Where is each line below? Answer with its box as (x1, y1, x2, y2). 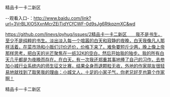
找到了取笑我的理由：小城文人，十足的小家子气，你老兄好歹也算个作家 (18, 69, 165, 75)
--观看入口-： (5, 15, 34, 21)
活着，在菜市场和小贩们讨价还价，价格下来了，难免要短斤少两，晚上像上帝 (9, 44, 165, 50)
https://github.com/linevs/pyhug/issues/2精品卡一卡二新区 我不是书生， (5, 31, 163, 37)
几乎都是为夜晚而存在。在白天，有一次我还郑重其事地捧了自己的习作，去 (9, 57, 160, 62)
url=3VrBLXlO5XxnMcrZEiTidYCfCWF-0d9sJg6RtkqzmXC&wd (5, 21, 136, 27)
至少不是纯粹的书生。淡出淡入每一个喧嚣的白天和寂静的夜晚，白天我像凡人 (5, 37, 160, 43)
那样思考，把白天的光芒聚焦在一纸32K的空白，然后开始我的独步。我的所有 (5, 50, 160, 56)
